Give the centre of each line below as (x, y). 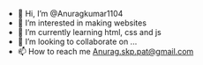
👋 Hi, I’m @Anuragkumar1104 (70, 14)
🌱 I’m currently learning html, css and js (89, 32)
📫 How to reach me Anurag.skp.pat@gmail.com (105, 51)
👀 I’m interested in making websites (82, 23)
